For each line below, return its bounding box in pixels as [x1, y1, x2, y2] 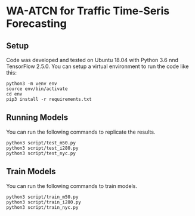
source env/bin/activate [6, 86, 68, 92]
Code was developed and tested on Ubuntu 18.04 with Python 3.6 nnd [6, 57, 179, 63]
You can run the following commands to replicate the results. [6, 128, 156, 135]
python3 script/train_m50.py [6, 194, 79, 200]
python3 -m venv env [6, 81, 58, 87]
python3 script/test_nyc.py [6, 150, 76, 156]
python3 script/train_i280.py [6, 199, 82, 205]
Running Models [6, 112, 69, 123]
